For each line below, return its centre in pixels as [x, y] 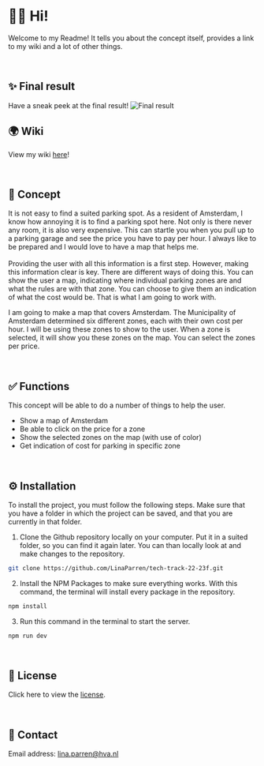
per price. [24, 346]
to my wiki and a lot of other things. [65, 46]
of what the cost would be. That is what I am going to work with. [112, 297]
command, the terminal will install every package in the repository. [127, 591]
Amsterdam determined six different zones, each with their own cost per [126, 321]
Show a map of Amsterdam [64, 421]
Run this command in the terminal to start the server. [105, 621]
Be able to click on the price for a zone [82, 429]
